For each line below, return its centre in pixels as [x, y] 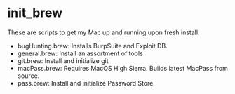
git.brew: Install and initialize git [63, 60]
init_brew [35, 13]
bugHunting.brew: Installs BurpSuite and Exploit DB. [92, 46]
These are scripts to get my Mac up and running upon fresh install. [103, 32]
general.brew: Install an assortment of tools [80, 53]
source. [28, 76]
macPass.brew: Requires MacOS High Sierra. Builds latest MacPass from [122, 68]
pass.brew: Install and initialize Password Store [85, 83]
